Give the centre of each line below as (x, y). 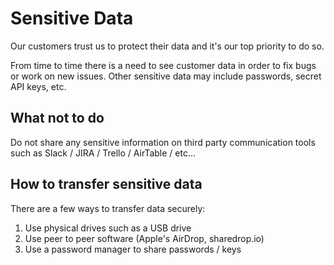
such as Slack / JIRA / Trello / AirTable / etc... (103, 153)
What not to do (57, 118)
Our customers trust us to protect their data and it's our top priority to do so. (167, 46)
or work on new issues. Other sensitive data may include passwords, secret (166, 76)
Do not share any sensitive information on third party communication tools (163, 142)
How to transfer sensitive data (106, 184)
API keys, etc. (38, 86)
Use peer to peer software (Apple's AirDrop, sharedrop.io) (144, 238)
